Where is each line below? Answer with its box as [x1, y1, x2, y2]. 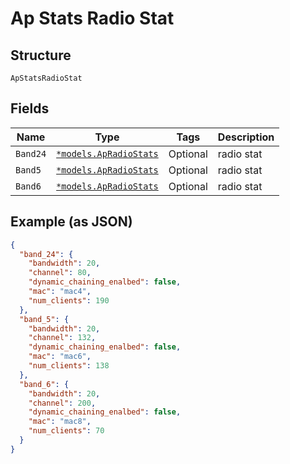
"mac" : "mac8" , [28, 417, 92, 427]
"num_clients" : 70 [28, 426, 105, 436]
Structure [10, 47, 72, 64]
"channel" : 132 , [28, 333, 97, 343]
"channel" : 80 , [28, 268, 92, 278]
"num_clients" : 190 [28, 295, 110, 306]
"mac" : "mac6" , [28, 352, 92, 362]
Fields [10, 100, 50, 117]
